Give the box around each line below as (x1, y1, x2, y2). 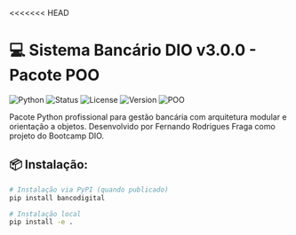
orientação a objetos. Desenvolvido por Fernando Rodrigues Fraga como (9, 121, 276, 131)
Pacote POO (9, 66, 100, 85)
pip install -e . (9, 217, 74, 227)
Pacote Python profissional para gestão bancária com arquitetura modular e (9, 111, 287, 122)
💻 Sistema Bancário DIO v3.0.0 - (9, 40, 257, 60)
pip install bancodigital (9, 193, 105, 202)
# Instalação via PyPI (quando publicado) (9, 185, 169, 194)
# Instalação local (9, 209, 82, 218)
